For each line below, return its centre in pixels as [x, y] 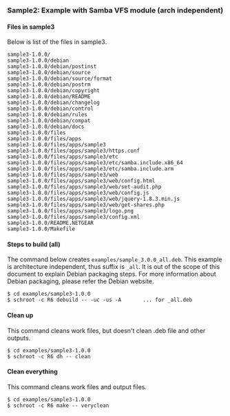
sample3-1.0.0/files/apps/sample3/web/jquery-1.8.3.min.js [94, 199]
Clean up [20, 315]
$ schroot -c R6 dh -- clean [49, 356]
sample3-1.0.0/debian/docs [46, 127]
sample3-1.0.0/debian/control [51, 109]
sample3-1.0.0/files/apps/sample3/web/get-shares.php [86, 205]
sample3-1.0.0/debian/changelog [53, 103]
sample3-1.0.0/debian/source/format [60, 79]
